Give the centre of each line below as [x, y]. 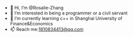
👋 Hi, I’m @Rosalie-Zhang [37, 8]
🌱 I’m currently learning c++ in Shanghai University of [66, 18]
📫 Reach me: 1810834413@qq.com [47, 29]
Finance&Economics [31, 23]
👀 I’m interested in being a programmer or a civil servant [69, 13]
